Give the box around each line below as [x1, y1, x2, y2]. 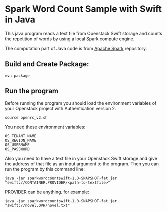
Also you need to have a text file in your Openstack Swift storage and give [5, 155, 157, 161]
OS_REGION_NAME [5, 138, 37, 143]
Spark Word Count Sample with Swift [5, 3, 162, 15]
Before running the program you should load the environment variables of [5, 100, 157, 106]
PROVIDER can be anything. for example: [5, 189, 90, 195]
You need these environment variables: [5, 124, 86, 130]
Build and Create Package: [5, 60, 89, 68]
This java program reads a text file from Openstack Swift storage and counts [5, 30, 162, 36]
